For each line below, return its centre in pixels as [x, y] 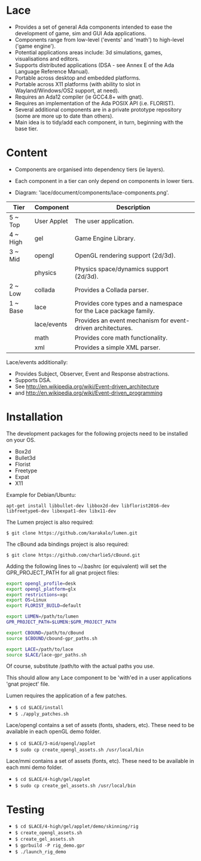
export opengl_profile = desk [41, 584]
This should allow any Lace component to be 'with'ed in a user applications [99, 678]
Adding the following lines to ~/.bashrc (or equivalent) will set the [86, 566]
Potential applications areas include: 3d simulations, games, [89, 52]
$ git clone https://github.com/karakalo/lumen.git [72, 533]
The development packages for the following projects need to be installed [97, 433]
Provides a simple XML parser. [117, 347]
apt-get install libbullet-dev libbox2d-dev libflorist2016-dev [88, 506]
